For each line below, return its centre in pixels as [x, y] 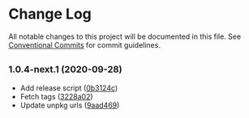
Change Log [50, 14]
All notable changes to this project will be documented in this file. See [125, 36]
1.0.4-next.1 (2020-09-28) [66, 70]
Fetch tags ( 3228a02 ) [56, 96]
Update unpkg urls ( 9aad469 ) [70, 105]
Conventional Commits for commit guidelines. [84, 44]
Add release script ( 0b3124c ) [69, 88]
